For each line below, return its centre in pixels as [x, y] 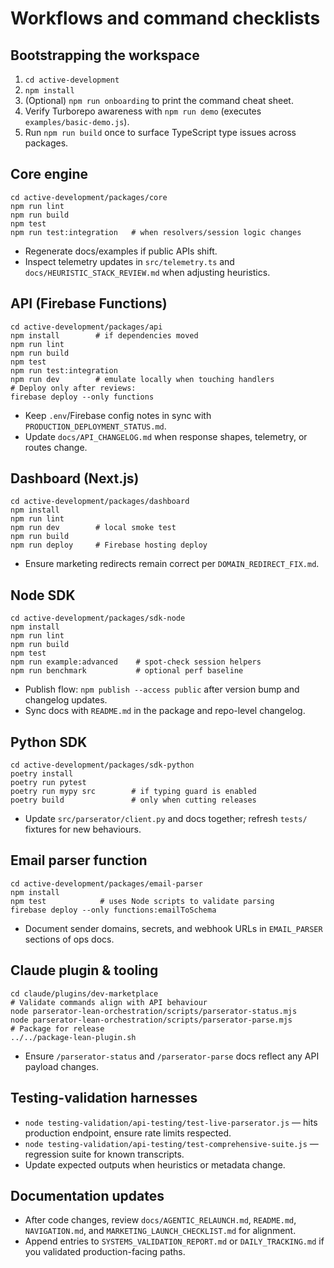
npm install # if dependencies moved [104, 335]
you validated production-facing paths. [105, 1252]
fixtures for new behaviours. [83, 829]
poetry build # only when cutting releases [133, 800]
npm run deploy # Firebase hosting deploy [109, 545]
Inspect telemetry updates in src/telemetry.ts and [129, 261]
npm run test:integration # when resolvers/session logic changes [156, 232]
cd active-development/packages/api [86, 327]
